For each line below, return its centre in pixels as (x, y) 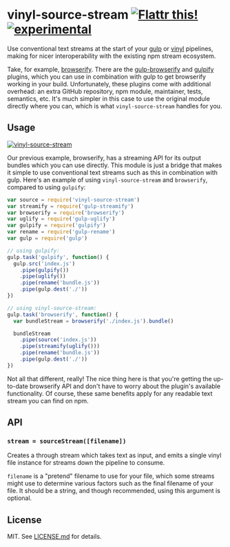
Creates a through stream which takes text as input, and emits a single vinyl (114, 455)
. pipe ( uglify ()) (43, 276)
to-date (18, 386)
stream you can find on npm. (48, 401)
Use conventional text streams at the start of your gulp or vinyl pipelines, (110, 48)
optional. (20, 498)
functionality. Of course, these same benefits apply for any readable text (110, 393)
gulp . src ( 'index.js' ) (44, 263)
